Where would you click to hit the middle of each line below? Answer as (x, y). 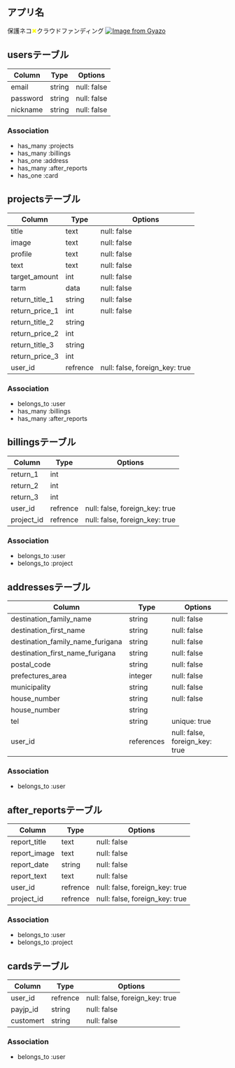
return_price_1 (35, 311)
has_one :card (38, 175)
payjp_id (24, 1009)
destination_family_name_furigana (66, 641)
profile (22, 254)
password (27, 98)
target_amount (35, 276)
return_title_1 (33, 299)
